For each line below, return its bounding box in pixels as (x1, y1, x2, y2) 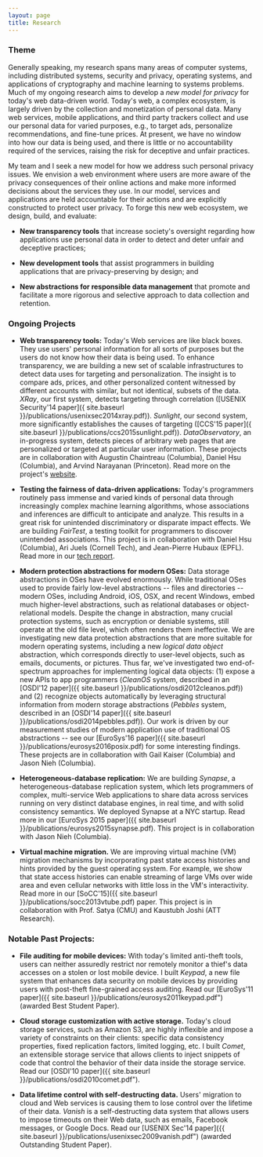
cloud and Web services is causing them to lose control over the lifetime (19, 1098, 253, 1108)
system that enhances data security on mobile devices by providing (19, 976, 238, 986)
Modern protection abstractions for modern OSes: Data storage (19, 567, 229, 576)
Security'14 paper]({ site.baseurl (19, 403, 125, 412)
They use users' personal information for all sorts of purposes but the (19, 345, 244, 354)
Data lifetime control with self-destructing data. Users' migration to (19, 1090, 242, 1100)
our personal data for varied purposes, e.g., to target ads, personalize (8, 121, 233, 130)
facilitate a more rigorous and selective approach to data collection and (19, 290, 250, 299)
